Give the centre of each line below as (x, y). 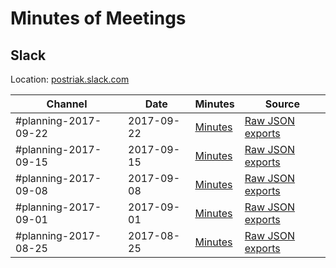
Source (282, 104)
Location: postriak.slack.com (70, 79)
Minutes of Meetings (98, 18)
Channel (67, 104)
